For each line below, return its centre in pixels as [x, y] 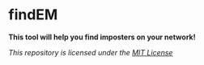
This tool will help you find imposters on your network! [102, 37]
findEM [33, 15]
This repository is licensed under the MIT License [91, 52]
